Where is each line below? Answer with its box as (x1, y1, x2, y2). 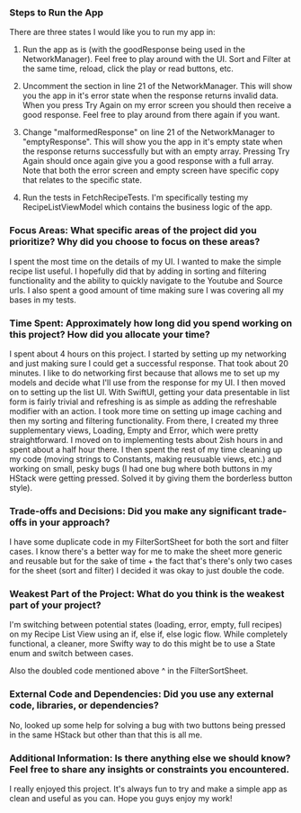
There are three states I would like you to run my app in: (9, 27, 216, 38)
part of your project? (9, 599, 102, 611)
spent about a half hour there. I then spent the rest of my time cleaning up (9, 444, 283, 455)
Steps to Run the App (9, 6, 104, 19)
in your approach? (29, 516, 111, 528)
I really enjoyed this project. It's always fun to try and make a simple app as (9, 783, 288, 794)
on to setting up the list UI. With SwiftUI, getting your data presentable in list (9, 386, 290, 397)
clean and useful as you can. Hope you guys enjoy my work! (9, 793, 233, 804)
